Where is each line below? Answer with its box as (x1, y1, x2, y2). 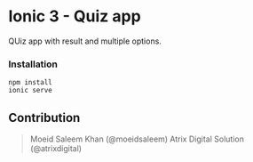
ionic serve (8, 86, 52, 95)
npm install (8, 78, 52, 87)
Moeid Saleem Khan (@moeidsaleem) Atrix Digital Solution (29, 134, 245, 144)
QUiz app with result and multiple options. (8, 36, 162, 46)
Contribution (8, 109, 81, 126)
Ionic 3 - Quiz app (8, 6, 141, 27)
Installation (8, 58, 59, 70)
